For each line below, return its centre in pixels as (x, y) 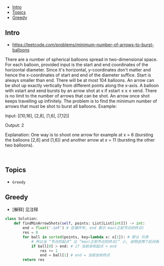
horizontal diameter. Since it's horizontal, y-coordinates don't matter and (78, 70)
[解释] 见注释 (25, 210)
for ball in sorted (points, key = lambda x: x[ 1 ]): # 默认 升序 (86, 237)
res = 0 (30, 233)
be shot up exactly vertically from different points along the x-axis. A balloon (82, 85)
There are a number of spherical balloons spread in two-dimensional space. (81, 59)
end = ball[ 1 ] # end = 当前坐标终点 (75, 255)
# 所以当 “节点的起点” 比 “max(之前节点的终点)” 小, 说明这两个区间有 (95, 242)
